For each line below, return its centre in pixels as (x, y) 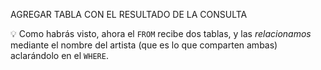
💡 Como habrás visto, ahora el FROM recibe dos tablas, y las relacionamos (161, 33)
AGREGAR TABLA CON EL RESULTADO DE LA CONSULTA (129, 14)
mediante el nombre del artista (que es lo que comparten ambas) (144, 45)
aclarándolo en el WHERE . (59, 55)
